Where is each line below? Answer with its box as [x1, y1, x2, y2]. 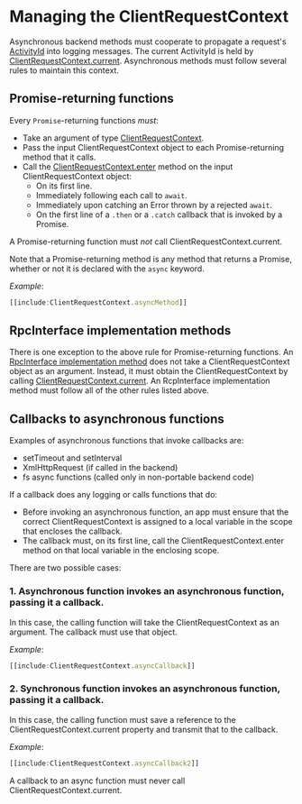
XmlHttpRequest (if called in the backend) [22, 462, 178, 473]
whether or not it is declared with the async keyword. [9, 263, 205, 274]
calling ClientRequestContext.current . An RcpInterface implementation [9, 376, 270, 387]
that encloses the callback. [22, 525, 124, 537]
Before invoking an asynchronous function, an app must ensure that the [22, 507, 289, 517]
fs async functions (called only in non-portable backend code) [22, 471, 255, 483]
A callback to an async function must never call [9, 775, 186, 786]
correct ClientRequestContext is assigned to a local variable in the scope [22, 516, 293, 527]
